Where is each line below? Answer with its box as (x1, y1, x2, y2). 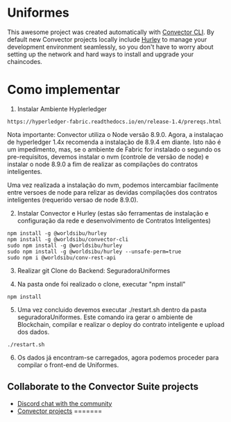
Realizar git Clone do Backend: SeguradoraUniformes (17, 266, 171, 275)
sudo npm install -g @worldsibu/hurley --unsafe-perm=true (7, 248, 182, 255)
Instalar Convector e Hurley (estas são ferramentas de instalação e (17, 209, 209, 217)
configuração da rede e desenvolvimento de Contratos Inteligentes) (17, 216, 212, 225)
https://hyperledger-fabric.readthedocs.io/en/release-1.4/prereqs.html (7, 118, 222, 125)
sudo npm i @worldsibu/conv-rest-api (7, 254, 117, 261)
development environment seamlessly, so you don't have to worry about (7, 42, 214, 51)
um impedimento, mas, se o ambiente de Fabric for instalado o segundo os (7, 145, 221, 154)
